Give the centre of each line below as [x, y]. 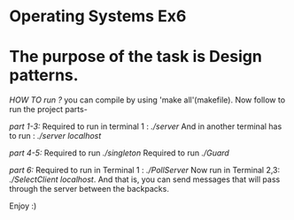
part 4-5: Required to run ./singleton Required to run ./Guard [120, 153]
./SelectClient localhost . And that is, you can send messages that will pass [145, 179]
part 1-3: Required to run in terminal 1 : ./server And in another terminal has [146, 126]
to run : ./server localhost [55, 136]
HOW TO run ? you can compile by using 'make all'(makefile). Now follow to [147, 100]
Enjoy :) [23, 206]
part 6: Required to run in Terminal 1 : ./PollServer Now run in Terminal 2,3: [145, 171]
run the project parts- [49, 110]
